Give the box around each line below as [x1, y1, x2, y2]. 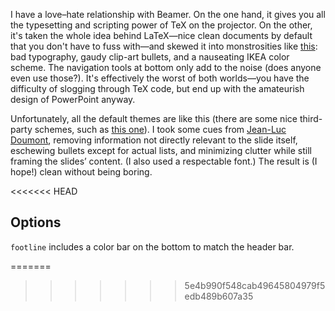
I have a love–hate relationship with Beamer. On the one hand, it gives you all [10, 9, 326, 20]
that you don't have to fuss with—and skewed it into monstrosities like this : [10, 40, 318, 52]
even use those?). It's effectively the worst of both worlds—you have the [10, 72, 310, 84]
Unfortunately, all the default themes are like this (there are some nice [10, 113, 298, 124]
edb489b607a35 [184, 290, 254, 302]
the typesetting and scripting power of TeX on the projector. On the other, [10, 19, 313, 31]
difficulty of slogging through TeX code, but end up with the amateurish [10, 83, 305, 94]
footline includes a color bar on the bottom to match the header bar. [10, 240, 295, 253]
